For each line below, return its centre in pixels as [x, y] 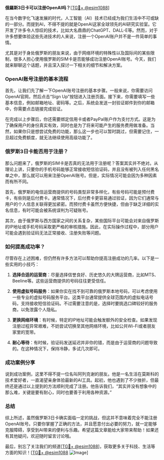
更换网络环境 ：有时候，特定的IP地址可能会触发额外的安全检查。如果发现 [85, 320]
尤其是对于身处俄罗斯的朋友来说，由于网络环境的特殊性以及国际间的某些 [78, 53]
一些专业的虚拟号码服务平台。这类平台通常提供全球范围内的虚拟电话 [81, 297]
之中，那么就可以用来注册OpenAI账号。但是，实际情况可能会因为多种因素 [83, 175]
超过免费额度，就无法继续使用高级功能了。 [52, 138]
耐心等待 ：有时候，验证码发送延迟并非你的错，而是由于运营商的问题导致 [85, 342]
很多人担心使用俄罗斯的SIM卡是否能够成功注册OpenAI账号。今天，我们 [85, 59]
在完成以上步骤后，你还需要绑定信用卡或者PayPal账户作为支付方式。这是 [78, 119]
